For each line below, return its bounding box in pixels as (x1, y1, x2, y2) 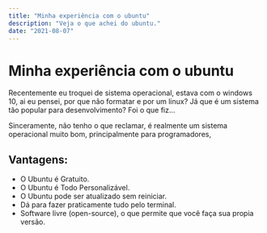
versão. (19, 217, 46, 227)
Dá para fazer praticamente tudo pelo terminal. (19, 200, 176, 210)
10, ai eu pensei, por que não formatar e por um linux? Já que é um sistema (8, 97, 259, 106)
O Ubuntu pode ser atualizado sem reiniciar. (19, 191, 167, 202)
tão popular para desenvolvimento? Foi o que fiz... (8, 106, 176, 115)
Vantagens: (8, 152, 69, 166)
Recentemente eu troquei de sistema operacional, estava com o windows (8, 88, 253, 98)
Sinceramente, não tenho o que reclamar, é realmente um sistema (8, 121, 228, 131)
